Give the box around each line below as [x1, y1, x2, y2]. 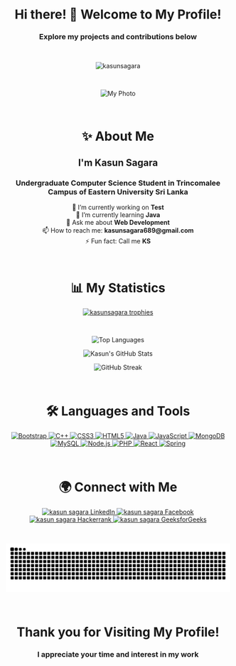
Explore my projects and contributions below [38, 32, 198, 42]
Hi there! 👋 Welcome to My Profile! [14, 6, 222, 23]
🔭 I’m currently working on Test [72, 203, 164, 212]
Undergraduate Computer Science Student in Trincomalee [15, 178, 221, 188]
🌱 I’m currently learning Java [75, 211, 161, 219]
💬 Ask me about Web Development [65, 218, 171, 227]
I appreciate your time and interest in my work [37, 650, 199, 660]
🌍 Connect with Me [58, 480, 178, 495]
